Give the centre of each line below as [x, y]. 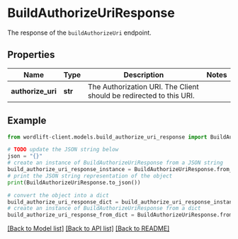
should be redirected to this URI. [141, 95]
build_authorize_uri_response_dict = [63, 202]
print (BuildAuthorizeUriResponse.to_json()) [74, 182]
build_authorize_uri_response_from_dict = [71, 215]
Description [144, 74]
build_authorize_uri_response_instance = [69, 170]
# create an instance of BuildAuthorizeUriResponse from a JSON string [115, 163]
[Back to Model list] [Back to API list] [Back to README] [89, 228]
